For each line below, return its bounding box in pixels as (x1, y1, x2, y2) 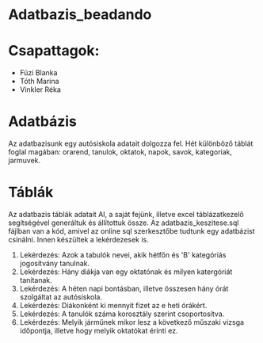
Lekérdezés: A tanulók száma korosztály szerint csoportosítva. (19, 309, 225, 318)
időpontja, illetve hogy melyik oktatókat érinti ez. (19, 326, 178, 335)
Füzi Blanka (19, 68, 58, 78)
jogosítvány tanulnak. (19, 259, 90, 268)
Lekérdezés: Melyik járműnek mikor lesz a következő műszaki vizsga (19, 318, 244, 326)
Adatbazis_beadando (8, 6, 152, 24)
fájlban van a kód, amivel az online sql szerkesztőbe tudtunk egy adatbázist (8, 227, 255, 235)
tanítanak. (19, 276, 53, 284)
